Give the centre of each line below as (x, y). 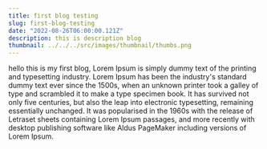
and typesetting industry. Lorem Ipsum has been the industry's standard (127, 77)
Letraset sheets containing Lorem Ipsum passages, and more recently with (131, 119)
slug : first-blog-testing (51, 23)
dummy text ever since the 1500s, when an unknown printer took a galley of (133, 86)
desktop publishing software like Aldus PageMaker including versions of (127, 128)
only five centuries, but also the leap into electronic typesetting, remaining (131, 103)
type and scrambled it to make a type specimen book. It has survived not (129, 94)
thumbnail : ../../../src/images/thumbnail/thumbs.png (100, 46)
